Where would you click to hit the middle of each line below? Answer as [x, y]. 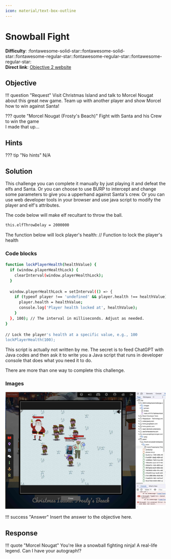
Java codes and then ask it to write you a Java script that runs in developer [84, 355]
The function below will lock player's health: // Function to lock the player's [84, 235]
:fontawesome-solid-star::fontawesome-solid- [76, 50]
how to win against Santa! [32, 106]
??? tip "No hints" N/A [28, 155]
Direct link [16, 67]
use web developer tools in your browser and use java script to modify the [83, 200]
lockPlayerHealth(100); [31, 340]
